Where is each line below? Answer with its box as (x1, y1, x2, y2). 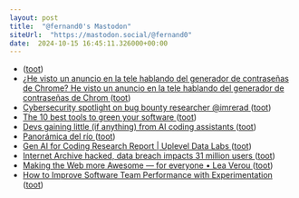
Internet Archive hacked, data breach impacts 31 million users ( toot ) (22, 151, 276, 162)
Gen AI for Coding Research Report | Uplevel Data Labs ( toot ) (22, 141, 252, 152)
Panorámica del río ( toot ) (22, 131, 116, 142)
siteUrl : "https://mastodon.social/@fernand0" (9, 30, 193, 39)
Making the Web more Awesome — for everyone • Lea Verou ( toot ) (22, 160, 274, 171)
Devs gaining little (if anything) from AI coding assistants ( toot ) (22, 122, 256, 133)
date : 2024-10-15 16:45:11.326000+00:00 (9, 38, 169, 48)
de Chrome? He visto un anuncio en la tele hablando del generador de (22, 83, 285, 94)
